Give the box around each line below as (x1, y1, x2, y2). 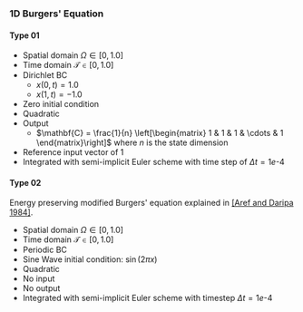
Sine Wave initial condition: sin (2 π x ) (22, 254, 158, 265)
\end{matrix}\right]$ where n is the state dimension (35, 137, 229, 148)
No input (22, 273, 55, 284)
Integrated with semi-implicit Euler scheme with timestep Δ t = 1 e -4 (22, 293, 273, 304)
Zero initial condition (22, 99, 100, 110)
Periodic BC (22, 244, 68, 256)
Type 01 (9, 30, 40, 41)
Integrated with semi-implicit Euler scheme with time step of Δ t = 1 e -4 (22, 157, 286, 168)
